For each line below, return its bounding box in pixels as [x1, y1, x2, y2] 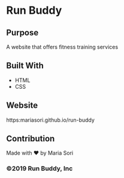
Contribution [6, 134, 55, 144]
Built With [6, 61, 44, 71]
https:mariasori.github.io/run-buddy [6, 116, 95, 123]
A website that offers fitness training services [6, 43, 119, 50]
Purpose [6, 28, 39, 38]
